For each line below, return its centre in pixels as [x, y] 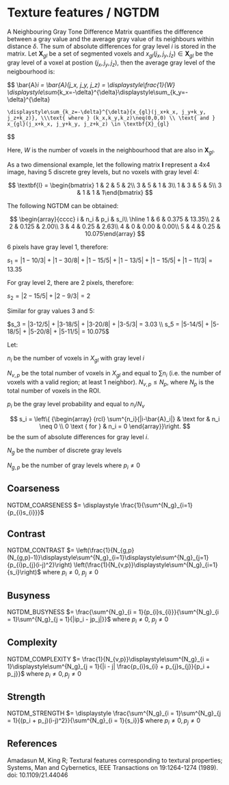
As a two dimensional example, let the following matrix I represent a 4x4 [109, 165]
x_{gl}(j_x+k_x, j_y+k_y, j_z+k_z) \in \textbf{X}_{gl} [88, 124]
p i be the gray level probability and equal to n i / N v [76, 405]
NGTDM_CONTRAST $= [41, 550]
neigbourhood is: [31, 71]
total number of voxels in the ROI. [54, 391]
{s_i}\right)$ [24, 572]
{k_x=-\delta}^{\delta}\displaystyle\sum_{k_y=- [123, 92]
